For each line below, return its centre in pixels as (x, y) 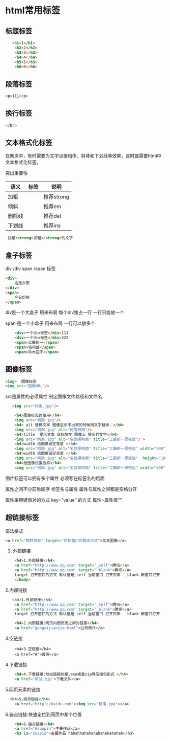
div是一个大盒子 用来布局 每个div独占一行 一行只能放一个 (65, 312)
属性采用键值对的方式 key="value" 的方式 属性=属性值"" (64, 500)
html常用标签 (33, 10)
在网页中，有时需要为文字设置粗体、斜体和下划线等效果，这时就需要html (81, 156)
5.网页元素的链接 (23, 689)
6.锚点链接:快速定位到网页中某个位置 (44, 714)
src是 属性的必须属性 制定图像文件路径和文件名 (54, 396)
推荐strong (56, 197)
